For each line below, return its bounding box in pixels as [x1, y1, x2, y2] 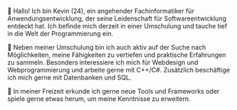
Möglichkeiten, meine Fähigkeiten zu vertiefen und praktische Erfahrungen [7, 50, 226, 59]
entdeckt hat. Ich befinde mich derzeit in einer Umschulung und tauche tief [7, 22, 228, 30]
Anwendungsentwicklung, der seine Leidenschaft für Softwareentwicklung [7, 14, 226, 23]
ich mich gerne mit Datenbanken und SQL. [7, 73, 132, 82]
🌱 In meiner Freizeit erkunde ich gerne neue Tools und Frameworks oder [7, 87, 220, 95]
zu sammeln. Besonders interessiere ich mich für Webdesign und [7, 58, 199, 67]
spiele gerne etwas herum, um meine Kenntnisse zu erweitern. [7, 94, 191, 103]
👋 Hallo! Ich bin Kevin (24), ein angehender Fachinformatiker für [7, 7, 194, 15]
